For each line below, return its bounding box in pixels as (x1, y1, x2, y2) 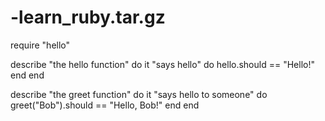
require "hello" (10, 39, 71, 51)
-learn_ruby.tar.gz (10, 6, 166, 29)
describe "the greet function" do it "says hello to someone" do (10, 88, 268, 100)
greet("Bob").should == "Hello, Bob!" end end (10, 99, 200, 111)
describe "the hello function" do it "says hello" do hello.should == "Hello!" (10, 58, 315, 70)
